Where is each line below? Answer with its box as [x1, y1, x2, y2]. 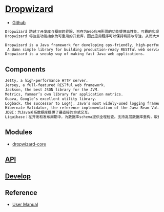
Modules [5, 128, 33, 137]
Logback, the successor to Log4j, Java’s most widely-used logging [5, 101, 145, 106]
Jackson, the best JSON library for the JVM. [5, 87, 99, 92]
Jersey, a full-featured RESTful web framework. [5, 83, 106, 88]
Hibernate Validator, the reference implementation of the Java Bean [5, 105, 150, 111]
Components [5, 65, 45, 73]
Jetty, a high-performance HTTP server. [5, 78, 89, 83]
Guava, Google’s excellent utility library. [5, 96, 97, 101]
